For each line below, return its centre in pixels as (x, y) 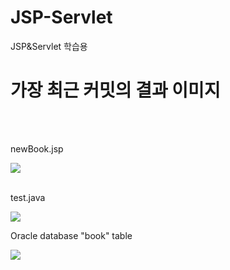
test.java (28, 197)
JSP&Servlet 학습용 (49, 46)
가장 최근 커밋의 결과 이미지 (115, 90)
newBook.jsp (37, 148)
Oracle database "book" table (71, 235)
